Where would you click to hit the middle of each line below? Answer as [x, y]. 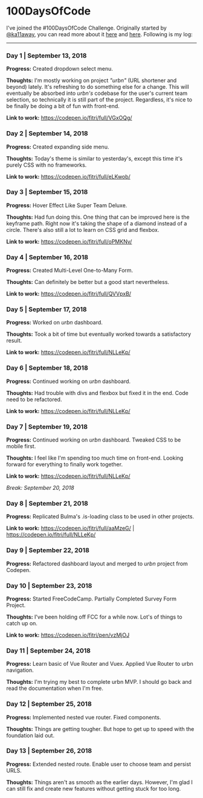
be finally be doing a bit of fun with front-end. [63, 106]
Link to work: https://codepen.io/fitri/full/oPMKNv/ [69, 241]
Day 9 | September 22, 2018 [48, 550]
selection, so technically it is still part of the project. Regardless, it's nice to [99, 100]
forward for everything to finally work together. [64, 465]
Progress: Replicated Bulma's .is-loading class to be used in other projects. [100, 516]
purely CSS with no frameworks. [47, 165]
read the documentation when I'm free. [55, 688]
